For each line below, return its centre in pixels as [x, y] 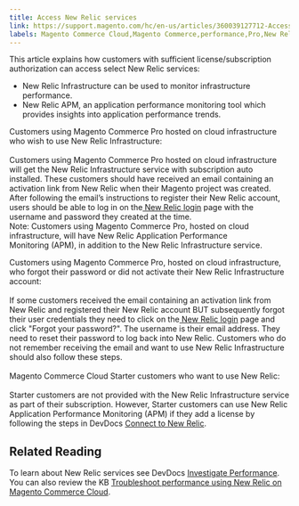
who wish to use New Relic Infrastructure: [86, 141]
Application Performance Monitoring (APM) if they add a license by [132, 414]
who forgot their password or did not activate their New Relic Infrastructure [147, 272]
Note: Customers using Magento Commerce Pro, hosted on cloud [129, 226]
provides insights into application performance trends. [121, 114]
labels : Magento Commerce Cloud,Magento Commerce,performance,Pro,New [143, 34]
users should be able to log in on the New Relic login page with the [131, 208]
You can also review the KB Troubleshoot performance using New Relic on [145, 483]
